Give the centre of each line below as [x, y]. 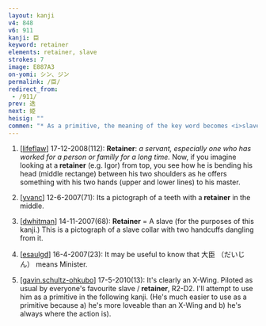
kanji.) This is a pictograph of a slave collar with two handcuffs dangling [137, 229]
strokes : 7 [26, 60]
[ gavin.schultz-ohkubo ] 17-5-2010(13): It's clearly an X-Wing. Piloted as [136, 280]
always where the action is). [65, 313]
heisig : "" [26, 119]
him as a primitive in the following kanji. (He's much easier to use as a [133, 297]
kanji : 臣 [24, 38]
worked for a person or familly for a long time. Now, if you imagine [128, 157]
